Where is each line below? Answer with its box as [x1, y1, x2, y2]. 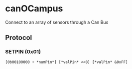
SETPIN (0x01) [5, 48, 41, 55]
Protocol [5, 34, 32, 42]
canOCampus [5, 3, 63, 14]
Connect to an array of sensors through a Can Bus [5, 19, 109, 25]
